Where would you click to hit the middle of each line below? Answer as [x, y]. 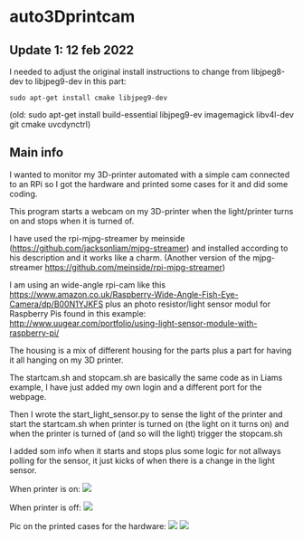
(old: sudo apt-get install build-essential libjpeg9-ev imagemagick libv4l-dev [151, 114]
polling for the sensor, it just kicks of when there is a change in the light [142, 460]
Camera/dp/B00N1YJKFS [57, 304]
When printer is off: [45, 507]
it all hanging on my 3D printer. [66, 360]
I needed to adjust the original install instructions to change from [130, 71]
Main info [37, 152]
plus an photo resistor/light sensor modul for [188, 304]
